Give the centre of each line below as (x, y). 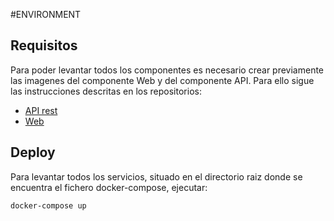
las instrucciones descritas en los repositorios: (106, 91)
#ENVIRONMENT (46, 14)
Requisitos (44, 45)
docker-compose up (48, 205)
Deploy (33, 152)
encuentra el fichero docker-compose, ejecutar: (109, 187)
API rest (41, 110)
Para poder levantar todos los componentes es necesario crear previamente (167, 70)
